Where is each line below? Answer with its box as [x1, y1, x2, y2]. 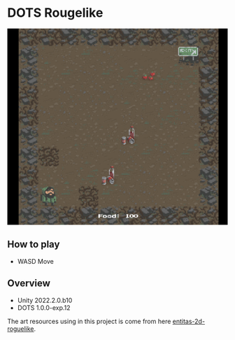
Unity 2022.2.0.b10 [17, 296, 73, 304]
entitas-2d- [172, 317, 205, 325]
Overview [7, 278, 51, 290]
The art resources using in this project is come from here [7, 317, 171, 325]
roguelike [7, 324, 34, 333]
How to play [7, 239, 60, 250]
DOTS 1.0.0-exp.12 [17, 303, 71, 312]
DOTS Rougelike [7, 5, 104, 21]
